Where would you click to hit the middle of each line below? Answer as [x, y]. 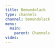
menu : [11, 24]
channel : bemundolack [28, 19]
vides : [12, 38]
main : [15, 28]
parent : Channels [32, 33]
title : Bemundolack [25, 10]
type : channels [21, 14]
